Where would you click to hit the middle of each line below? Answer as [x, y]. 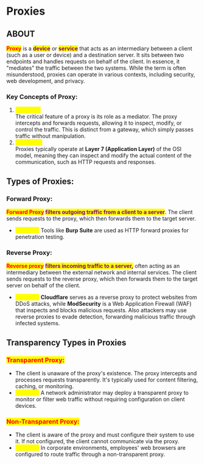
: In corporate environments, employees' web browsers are [111, 448]
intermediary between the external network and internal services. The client [101, 273]
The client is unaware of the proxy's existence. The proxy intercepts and [106, 373]
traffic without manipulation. [51, 136]
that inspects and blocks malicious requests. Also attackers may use [101, 311]
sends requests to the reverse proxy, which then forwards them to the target [102, 279]
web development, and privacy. [46, 81]
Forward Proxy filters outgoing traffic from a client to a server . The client [100, 212]
